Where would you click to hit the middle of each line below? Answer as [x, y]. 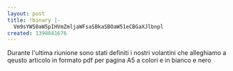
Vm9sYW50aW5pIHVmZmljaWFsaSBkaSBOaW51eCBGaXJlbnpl [89, 26]
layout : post [26, 14]
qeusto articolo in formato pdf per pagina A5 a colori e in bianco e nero [109, 61]
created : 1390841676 [37, 33]
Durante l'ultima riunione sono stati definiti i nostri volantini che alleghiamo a [117, 53]
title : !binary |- [34, 20]
